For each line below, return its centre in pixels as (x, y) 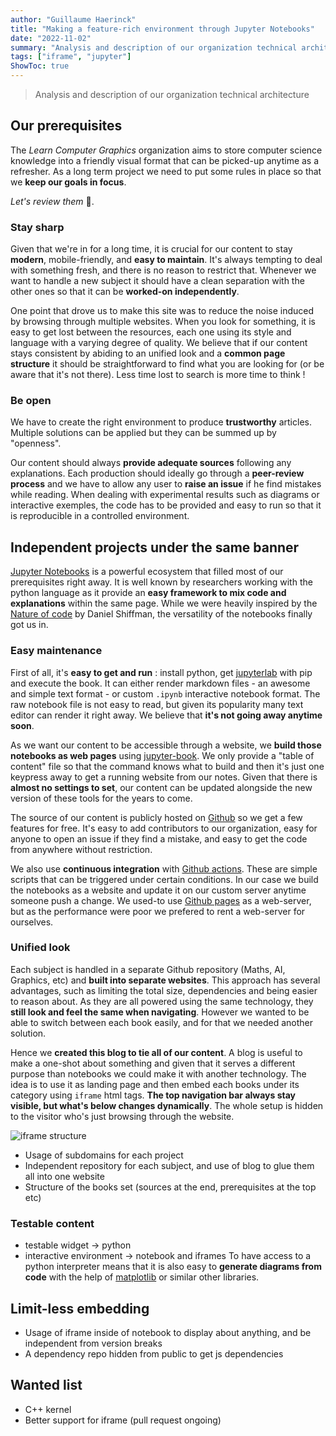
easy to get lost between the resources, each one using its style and (151, 332)
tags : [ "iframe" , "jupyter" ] (71, 57)
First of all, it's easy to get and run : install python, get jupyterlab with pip (161, 672)
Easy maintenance (56, 651)
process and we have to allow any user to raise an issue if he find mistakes (166, 484)
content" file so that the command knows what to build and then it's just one (167, 766)
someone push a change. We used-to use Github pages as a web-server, (161, 900)
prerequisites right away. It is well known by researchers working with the (161, 582)
